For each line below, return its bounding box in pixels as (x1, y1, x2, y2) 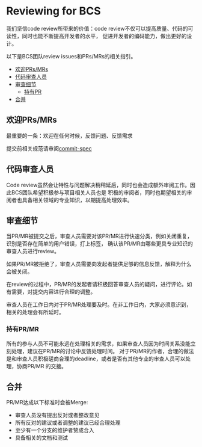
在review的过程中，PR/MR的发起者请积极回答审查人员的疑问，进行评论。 (6, 281, 188, 288)
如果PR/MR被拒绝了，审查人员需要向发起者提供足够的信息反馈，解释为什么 (6, 260, 192, 268)
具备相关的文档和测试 (14, 434, 68, 442)
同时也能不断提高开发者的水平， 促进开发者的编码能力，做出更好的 (22, 32, 187, 40)
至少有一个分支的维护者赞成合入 (14, 427, 94, 434)
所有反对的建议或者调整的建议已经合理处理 (14, 419, 121, 427)
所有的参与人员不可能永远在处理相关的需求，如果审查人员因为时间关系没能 (6, 340, 191, 347)
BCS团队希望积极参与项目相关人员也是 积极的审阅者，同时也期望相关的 (11, 188, 188, 196)
